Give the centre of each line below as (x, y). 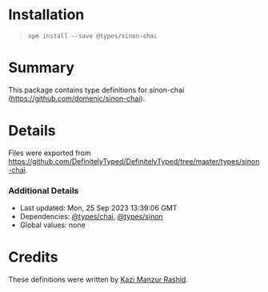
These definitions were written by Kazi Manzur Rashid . (98, 280)
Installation (46, 15)
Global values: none (52, 225)
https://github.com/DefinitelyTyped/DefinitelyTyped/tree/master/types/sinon (134, 161)
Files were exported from (50, 153)
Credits (33, 257)
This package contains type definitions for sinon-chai (96, 90)
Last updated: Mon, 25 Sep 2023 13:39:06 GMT (98, 208)
